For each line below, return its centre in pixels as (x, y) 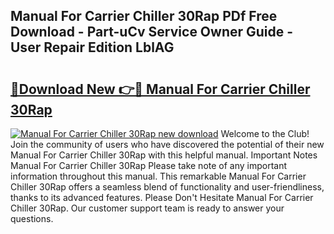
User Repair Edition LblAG (92, 47)
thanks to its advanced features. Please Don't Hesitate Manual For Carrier (162, 197)
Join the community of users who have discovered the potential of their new (167, 144)
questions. (32, 218)
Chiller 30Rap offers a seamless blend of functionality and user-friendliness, (167, 187)
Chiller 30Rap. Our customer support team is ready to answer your (147, 208)
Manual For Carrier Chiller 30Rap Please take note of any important (149, 165)
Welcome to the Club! (265, 133)
